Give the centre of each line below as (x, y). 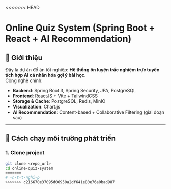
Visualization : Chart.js (36, 107)
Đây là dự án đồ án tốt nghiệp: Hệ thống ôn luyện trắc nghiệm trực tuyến (82, 70)
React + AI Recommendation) (68, 39)
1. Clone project (25, 153)
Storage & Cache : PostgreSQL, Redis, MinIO (59, 101)
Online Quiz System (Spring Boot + (80, 28)
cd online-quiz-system (29, 168)
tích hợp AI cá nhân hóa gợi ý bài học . (46, 75)
